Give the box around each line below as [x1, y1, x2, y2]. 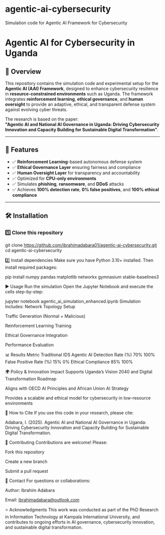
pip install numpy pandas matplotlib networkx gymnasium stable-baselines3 [5, 274, 159, 280]
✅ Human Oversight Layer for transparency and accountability [12, 169, 140, 176]
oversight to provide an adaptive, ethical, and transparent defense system [5, 101, 156, 107]
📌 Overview [5, 67, 41, 76]
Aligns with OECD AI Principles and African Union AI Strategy [5, 385, 129, 391]
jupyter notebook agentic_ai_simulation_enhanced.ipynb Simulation [5, 298, 141, 304]
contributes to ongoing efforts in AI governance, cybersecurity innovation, [5, 519, 155, 525]
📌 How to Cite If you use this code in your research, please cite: [5, 410, 134, 416]
